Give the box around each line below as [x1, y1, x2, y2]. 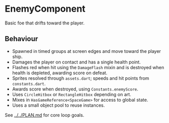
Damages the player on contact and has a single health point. [12, 59, 141, 65]
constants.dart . [12, 80, 46, 86]
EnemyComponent [5, 3, 86, 15]
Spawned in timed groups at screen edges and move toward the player [12, 48, 161, 54]
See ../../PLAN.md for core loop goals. [5, 112, 84, 118]
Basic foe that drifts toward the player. [5, 20, 85, 26]
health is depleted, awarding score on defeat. [12, 70, 108, 76]
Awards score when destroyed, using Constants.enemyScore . [12, 86, 138, 92]
